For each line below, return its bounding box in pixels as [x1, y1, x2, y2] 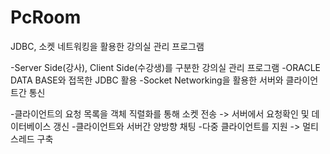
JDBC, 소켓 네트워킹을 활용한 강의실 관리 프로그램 [10, 40, 205, 52]
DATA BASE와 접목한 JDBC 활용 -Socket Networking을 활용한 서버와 [10, 74, 284, 86]
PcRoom [10, 6, 82, 29]
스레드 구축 [10, 132, 54, 145]
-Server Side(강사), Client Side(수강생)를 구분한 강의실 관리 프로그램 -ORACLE [10, 61, 322, 73]
